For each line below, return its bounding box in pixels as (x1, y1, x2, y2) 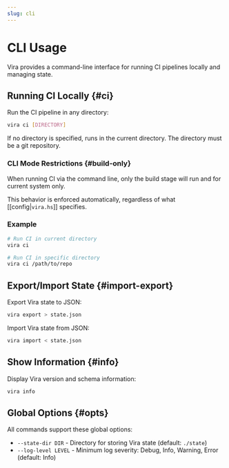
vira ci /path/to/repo (7, 260, 72, 268)
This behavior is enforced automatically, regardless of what (7, 195, 176, 204)
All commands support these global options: (7, 425, 133, 433)
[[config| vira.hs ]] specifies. (7, 202, 88, 211)
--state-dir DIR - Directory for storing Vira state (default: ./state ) (17, 439, 208, 447)
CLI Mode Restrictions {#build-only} (7, 159, 131, 168)
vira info (7, 388, 36, 395)
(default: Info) (17, 454, 57, 462)
